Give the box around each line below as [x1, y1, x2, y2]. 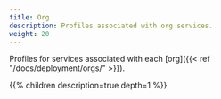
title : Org [9, 12, 50, 22]
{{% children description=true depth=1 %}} [9, 80, 168, 91]
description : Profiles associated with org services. [9, 21, 214, 30]
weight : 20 [9, 29, 50, 38]
